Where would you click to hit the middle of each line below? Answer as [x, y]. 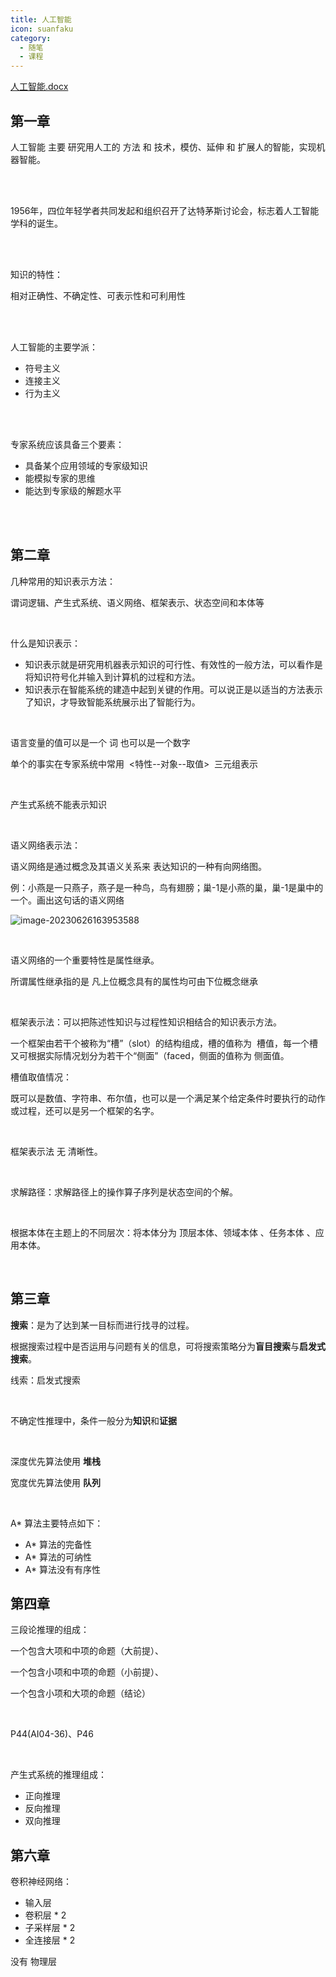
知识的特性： [36, 274]
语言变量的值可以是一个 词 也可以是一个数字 [100, 742]
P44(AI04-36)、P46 [52, 1734]
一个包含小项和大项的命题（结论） [80, 1693]
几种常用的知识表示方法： [63, 581]
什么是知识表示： [45, 643]
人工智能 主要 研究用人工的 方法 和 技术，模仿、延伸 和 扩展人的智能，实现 [163, 147]
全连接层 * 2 [50, 1940]
